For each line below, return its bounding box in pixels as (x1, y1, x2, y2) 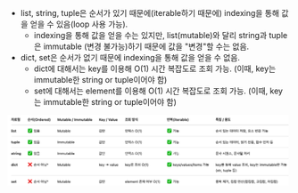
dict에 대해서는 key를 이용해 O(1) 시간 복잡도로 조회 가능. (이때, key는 (33, 63, 277, 74)
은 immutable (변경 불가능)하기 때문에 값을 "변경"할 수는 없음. (33, 41, 250, 52)
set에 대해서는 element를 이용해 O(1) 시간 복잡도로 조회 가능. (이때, (33, 85, 269, 96)
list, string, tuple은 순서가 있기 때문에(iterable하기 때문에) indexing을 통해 (20, 8, 280, 18)
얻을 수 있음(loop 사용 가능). (29, 19, 128, 29)
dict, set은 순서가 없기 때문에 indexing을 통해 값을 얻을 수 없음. (20, 52, 241, 62)
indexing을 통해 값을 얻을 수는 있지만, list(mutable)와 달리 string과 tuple (33, 30, 288, 40)
